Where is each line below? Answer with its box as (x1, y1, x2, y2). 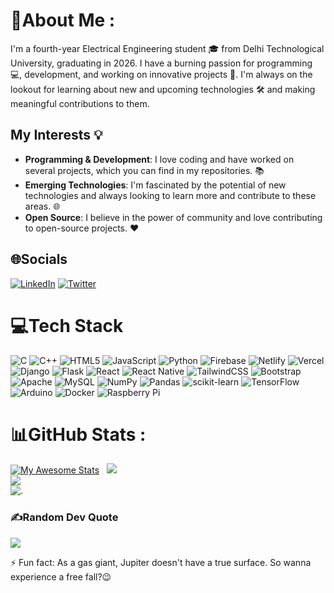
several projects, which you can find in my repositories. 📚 (24, 164, 265, 176)
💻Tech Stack (10, 314, 124, 337)
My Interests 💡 (10, 127, 103, 144)
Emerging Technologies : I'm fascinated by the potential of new (24, 179, 287, 191)
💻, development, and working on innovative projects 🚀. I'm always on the (10, 68, 313, 80)
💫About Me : (10, 9, 116, 32)
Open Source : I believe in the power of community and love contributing (24, 211, 323, 223)
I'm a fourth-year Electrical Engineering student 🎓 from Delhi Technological (10, 42, 325, 54)
